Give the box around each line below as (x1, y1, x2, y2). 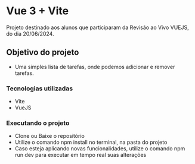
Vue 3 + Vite (6, 4, 69, 18)
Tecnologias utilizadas (6, 84, 73, 93)
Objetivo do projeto (6, 48, 79, 58)
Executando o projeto (6, 119, 70, 127)
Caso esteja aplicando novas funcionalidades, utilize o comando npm (14, 145, 185, 152)
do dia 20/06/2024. (6, 30, 54, 37)
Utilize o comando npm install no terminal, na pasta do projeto (14, 138, 168, 146)
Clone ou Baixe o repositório (14, 133, 85, 140)
